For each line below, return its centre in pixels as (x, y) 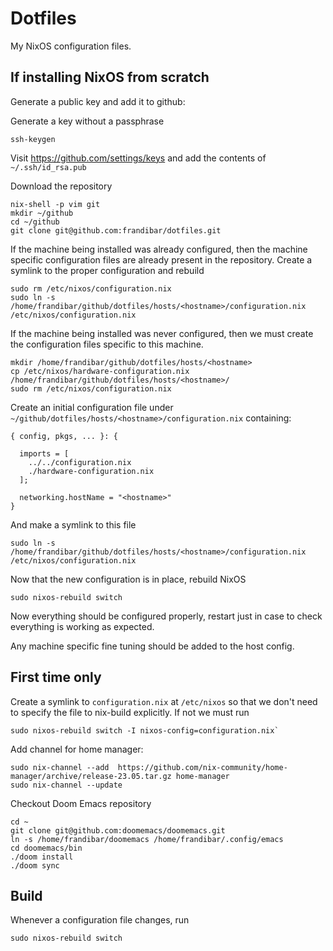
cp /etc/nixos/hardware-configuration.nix (100, 371)
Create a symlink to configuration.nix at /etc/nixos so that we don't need (164, 701)
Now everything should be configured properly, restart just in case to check (166, 616)
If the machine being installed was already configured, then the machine (159, 249)
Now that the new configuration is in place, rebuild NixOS (128, 579)
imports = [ (44, 453)
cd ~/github (35, 222)
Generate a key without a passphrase (87, 121)
